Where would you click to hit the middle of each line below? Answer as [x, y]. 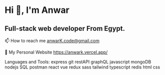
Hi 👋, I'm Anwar [37, 10]
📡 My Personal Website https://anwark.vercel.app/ [56, 52]
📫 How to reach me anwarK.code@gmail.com [52, 41]
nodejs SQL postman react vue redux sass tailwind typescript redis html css [82, 67]
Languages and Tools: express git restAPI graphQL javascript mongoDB [78, 62]
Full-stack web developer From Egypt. [65, 29]
